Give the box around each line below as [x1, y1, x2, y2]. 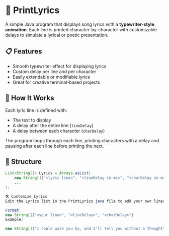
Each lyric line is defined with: [5, 107, 67, 113]
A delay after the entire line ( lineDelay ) [12, 122, 94, 128]
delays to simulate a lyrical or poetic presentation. [5, 32, 109, 38]
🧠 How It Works [5, 94, 54, 102]
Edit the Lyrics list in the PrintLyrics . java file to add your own [5, 199, 152, 204]
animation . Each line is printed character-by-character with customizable [5, 26, 157, 32]
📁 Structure [5, 157, 42, 166]
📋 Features [5, 47, 42, 56]
